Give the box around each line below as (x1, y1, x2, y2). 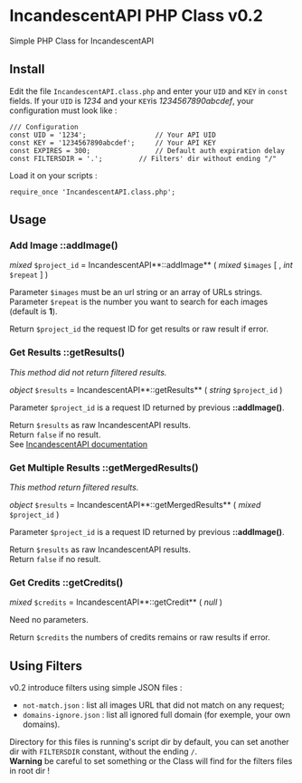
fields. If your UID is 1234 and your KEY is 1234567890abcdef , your (9, 95, 255, 106)
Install (9, 62, 45, 77)
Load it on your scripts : (9, 169, 98, 181)
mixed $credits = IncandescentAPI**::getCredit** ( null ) (9, 597, 223, 607)
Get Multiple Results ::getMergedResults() (9, 461, 199, 473)
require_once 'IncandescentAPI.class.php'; (9, 187, 176, 196)
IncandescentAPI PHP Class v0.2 (9, 5, 264, 26)
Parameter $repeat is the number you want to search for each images (9, 296, 269, 308)
